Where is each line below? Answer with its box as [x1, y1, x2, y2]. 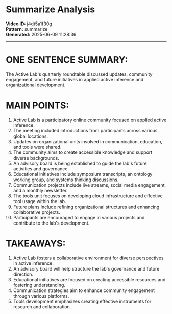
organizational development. [6, 82, 66, 88]
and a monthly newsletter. [13, 187, 68, 193]
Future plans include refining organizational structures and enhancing [13, 204, 160, 210]
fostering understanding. [13, 282, 66, 288]
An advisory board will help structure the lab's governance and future [13, 265, 160, 272]
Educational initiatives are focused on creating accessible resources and [13, 276, 166, 282]
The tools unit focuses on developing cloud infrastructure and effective [13, 193, 163, 199]
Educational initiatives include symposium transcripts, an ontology [13, 171, 153, 177]
